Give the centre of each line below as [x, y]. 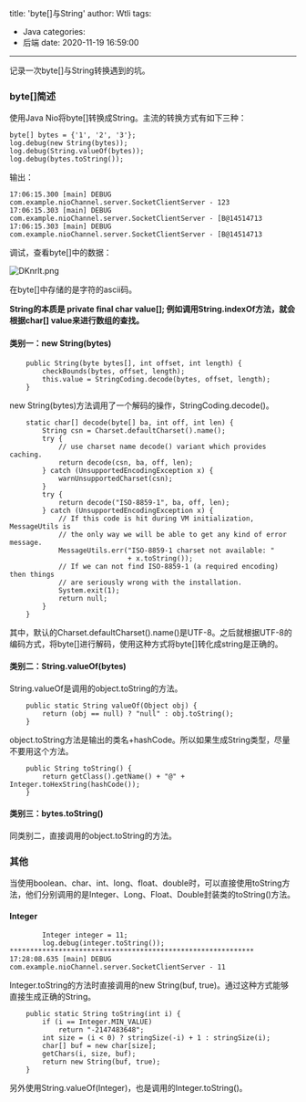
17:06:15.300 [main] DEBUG [61, 194]
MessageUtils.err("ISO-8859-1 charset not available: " [166, 551]
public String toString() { [79, 768]
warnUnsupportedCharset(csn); [115, 478]
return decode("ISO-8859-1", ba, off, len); [144, 502]
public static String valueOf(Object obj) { [112, 706]
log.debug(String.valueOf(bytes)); [77, 152]
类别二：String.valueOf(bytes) [68, 666]
